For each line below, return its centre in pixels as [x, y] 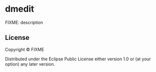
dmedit [20, 9]
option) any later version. [30, 64]
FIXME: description [24, 22]
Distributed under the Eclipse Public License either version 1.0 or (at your [78, 59]
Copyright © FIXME [25, 49]
